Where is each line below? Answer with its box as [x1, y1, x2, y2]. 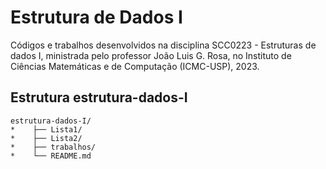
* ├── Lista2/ [10, 133, 83, 143]
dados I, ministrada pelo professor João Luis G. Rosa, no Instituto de [10, 49, 292, 61]
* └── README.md [10, 151, 92, 161]
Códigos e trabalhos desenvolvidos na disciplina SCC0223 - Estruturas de [10, 39, 317, 51]
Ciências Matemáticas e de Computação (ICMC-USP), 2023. [10, 60, 260, 72]
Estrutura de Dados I [10, 6, 183, 29]
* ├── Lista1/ [10, 124, 83, 135]
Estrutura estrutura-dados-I [10, 89, 188, 106]
